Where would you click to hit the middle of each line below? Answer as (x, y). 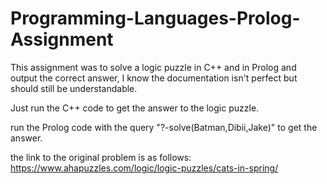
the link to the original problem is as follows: (101, 157)
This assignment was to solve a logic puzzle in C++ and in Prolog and (153, 67)
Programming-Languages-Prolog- (155, 18)
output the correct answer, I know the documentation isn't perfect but (154, 78)
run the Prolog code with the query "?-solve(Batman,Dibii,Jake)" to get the (164, 127)
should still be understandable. (74, 88)
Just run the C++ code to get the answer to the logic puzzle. (135, 108)
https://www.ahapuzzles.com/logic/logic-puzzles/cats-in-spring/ (144, 168)
